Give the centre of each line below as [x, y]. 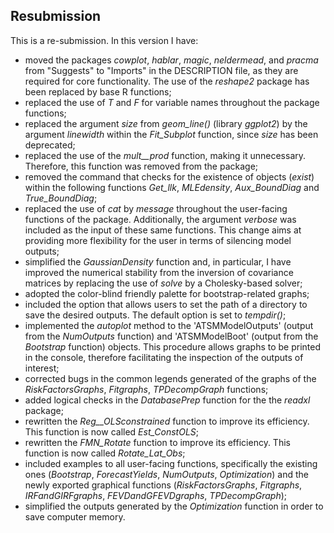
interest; [42, 368]
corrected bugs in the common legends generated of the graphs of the [170, 378]
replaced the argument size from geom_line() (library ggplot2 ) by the [166, 123]
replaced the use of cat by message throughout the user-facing [156, 208]
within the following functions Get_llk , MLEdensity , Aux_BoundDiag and [172, 187]
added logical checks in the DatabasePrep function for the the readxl [167, 400]
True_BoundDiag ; [61, 198]
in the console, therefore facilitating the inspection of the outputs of [164, 357]
